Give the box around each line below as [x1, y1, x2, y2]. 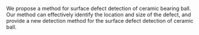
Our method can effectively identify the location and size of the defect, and [6, 11, 191, 18]
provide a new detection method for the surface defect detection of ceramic [6, 17, 194, 24]
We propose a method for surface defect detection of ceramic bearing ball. [6, 5, 191, 12]
